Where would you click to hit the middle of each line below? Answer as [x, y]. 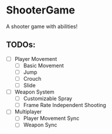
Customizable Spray [47, 99]
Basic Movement [44, 66]
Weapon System [34, 92]
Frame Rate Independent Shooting [65, 105]
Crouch [32, 78]
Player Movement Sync [51, 118]
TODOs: [21, 45]
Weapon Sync [40, 125]
